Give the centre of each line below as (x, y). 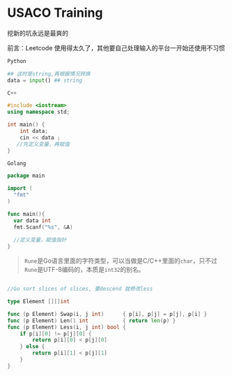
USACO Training (55, 13)
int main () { (26, 125)
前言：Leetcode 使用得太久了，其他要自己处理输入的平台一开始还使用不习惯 (116, 48)
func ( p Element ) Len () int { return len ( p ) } (92, 320)
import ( (20, 189)
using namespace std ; (39, 112)
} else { (32, 347)
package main (26, 176)
